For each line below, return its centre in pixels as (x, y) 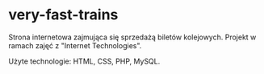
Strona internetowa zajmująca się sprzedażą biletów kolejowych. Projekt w (132, 37)
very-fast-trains (63, 15)
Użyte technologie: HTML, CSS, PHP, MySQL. (84, 61)
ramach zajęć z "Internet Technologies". (75, 45)
